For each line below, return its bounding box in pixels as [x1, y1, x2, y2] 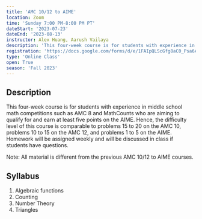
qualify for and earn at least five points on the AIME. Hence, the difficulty [6, 116, 187, 124]
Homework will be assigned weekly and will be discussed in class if [6, 135, 174, 142]
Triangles [14, 206, 38, 213]
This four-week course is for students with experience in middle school [6, 103, 183, 110]
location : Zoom [6, 14, 44, 21]
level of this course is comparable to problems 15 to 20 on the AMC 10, [6, 122, 182, 130]
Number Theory [14, 200, 55, 207]
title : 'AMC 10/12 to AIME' [6, 8, 77, 15]
